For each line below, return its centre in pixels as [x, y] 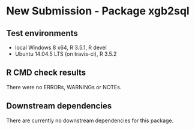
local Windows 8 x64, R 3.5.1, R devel [61, 47]
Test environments [42, 33]
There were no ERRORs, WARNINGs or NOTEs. [64, 87]
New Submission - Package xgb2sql [98, 11]
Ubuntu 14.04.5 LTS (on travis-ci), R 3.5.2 [66, 54]
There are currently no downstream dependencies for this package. [90, 120]
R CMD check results [46, 73]
